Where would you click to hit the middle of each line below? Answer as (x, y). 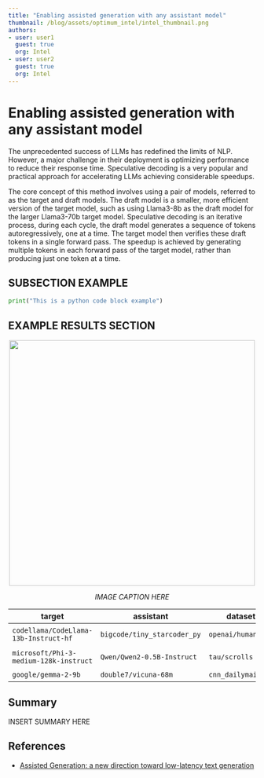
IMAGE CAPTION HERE (132, 597)
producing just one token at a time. (64, 258)
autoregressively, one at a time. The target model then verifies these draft (127, 233)
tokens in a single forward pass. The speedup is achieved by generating (125, 241)
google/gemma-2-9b (46, 675)
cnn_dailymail (235, 675)
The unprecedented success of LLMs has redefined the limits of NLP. (121, 151)
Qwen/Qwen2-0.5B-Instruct (149, 657)
